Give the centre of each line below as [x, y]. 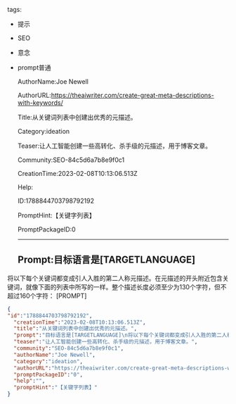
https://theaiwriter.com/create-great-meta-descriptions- [132, 95]
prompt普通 [34, 68]
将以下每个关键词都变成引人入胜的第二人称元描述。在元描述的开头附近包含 [115, 278]
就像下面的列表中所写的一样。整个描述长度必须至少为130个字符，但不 [126, 286]
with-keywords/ [40, 103]
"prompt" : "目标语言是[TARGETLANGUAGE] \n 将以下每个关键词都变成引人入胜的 [113, 335]
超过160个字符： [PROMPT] [47, 296]
